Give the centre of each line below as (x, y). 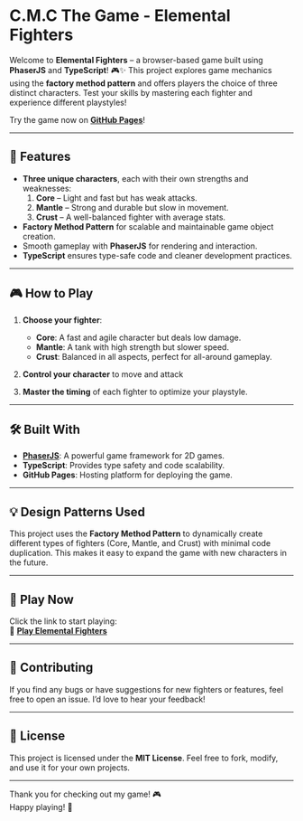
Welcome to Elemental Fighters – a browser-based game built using (136, 60)
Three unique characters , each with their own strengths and (135, 178)
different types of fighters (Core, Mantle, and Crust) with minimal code (140, 543)
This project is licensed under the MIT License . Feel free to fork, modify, (144, 758)
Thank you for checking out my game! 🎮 (86, 794)
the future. (29, 562)
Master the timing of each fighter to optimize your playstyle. (135, 392)
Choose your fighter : (62, 320)
